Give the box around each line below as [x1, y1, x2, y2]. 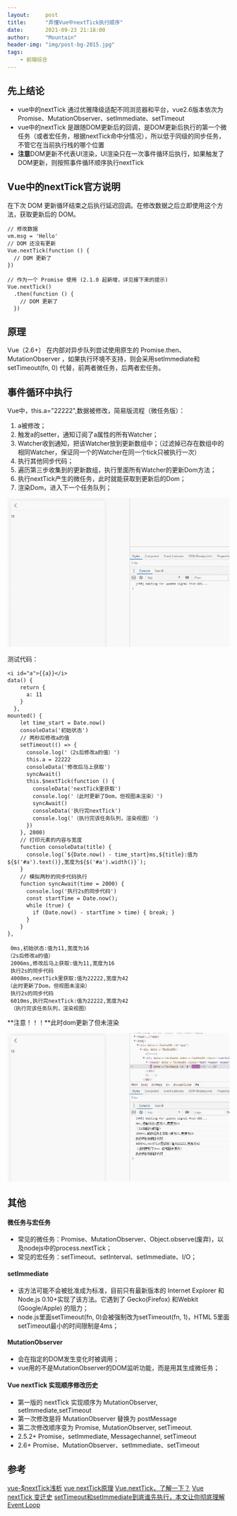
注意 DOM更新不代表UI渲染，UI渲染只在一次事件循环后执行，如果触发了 [17, 149, 224, 158]
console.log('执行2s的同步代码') [25, 888, 117, 895]
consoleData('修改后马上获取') [25, 763, 111, 770]
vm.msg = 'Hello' [7, 232, 59, 240]
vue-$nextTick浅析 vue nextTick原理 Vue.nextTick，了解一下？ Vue [7, 1483, 204, 1492]
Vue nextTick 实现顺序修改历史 [7, 1381, 99, 1389]
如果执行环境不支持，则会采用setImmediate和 [68, 354, 200, 364]
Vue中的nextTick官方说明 [7, 181, 121, 193]
